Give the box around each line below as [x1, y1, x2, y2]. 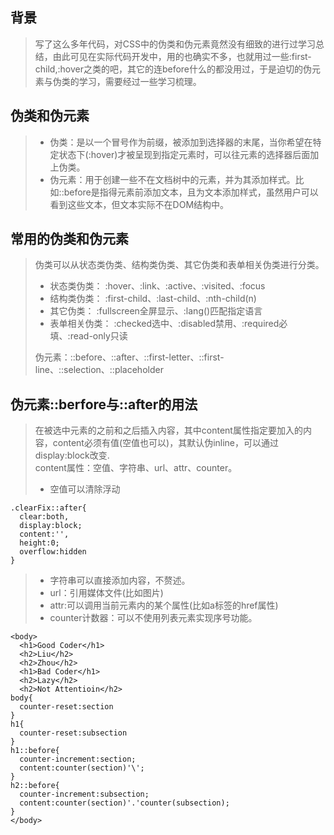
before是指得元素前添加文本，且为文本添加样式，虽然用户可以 [63, 186, 319, 198]
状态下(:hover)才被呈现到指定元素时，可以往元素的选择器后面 [58, 148, 311, 160]
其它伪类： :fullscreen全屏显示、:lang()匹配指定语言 [49, 305, 263, 317]
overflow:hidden [19, 547, 87, 557]
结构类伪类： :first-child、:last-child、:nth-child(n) [49, 293, 257, 305]
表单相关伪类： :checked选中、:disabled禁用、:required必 [49, 318, 288, 330]
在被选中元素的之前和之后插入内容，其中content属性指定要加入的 [34, 424, 303, 437]
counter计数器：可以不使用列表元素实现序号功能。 [49, 612, 258, 624]
